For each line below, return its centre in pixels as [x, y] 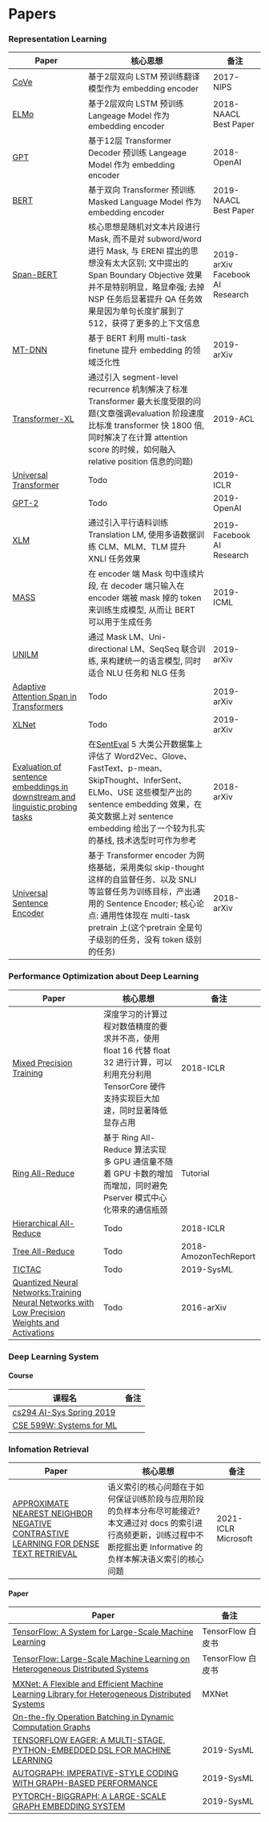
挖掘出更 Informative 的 [159, 1547]
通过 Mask [107, 637]
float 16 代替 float [137, 1050]
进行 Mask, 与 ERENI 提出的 [139, 251]
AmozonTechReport [219, 1256]
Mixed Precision [42, 1063]
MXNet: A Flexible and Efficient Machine [88, 1684]
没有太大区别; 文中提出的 [143, 263]
